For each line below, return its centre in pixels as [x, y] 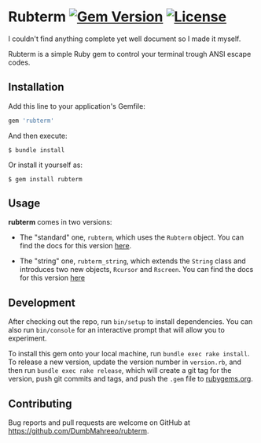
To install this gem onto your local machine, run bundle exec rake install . [129, 354]
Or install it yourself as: [45, 165]
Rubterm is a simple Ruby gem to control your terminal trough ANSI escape [130, 54]
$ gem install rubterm [45, 179]
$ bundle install [37, 150]
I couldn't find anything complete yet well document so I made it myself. [125, 39]
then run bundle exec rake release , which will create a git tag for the [120, 370]
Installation [36, 87]
